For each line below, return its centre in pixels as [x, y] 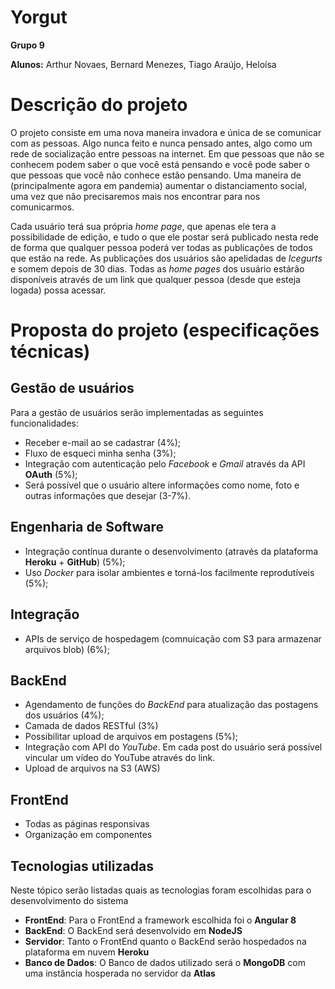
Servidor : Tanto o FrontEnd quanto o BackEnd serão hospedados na [165, 941]
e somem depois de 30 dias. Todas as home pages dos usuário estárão [157, 268]
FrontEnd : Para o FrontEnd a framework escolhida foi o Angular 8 [160, 920]
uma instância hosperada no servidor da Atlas [120, 973]
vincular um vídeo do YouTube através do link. [120, 758]
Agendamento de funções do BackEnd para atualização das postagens [171, 705]
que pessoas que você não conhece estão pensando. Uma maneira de [156, 175]
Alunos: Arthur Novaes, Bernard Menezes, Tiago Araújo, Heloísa [143, 64]
